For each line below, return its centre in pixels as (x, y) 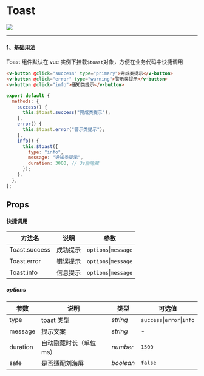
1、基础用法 (21, 47)
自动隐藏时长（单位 (69, 343)
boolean (123, 363)
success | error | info (168, 320)
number (122, 347)
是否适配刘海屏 (63, 363)
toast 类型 (56, 320)
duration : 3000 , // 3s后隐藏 (63, 163)
